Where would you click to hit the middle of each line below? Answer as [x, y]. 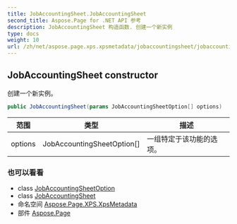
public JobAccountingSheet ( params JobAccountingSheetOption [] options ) [115, 107]
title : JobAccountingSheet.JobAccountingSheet [77, 14]
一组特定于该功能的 [179, 138]
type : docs [23, 34]
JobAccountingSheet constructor [83, 75]
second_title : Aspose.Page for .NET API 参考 [74, 20]
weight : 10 [23, 40]
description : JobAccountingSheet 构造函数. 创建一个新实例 [90, 27]
